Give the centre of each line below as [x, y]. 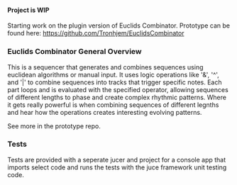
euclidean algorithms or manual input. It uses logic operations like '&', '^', [114, 74]
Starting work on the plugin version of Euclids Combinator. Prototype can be [119, 26]
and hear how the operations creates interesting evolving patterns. [105, 112]
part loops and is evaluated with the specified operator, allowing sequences [118, 89]
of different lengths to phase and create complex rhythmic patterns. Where [117, 97]
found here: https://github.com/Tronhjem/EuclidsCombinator [96, 33]
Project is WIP [28, 10]
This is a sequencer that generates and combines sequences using [105, 67]
